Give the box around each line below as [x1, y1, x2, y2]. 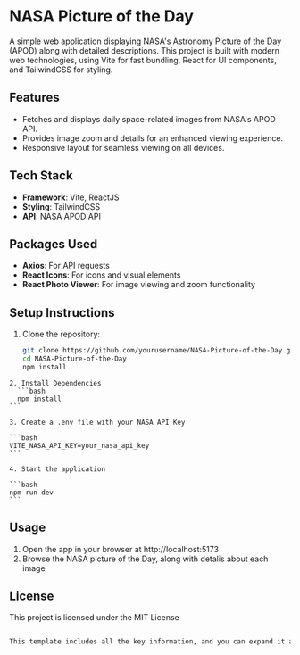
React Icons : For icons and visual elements [21, 269, 181, 280]
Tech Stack [9, 168, 73, 184]
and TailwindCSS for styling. [9, 64, 113, 75]
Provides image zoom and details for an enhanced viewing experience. [21, 132, 284, 144]
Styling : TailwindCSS [21, 201, 101, 211]
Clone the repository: [21, 328, 101, 340]
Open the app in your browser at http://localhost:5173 [21, 543, 220, 554]
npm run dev [9, 488, 54, 497]
